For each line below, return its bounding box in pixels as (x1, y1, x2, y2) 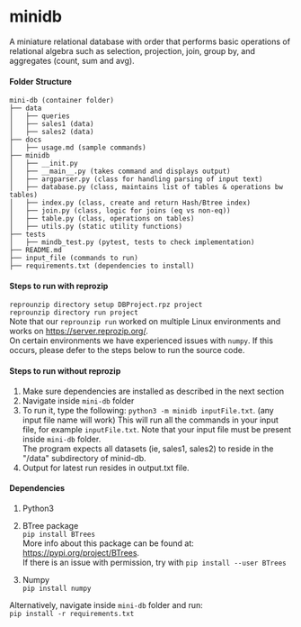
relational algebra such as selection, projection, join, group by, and (9, 45, 256, 56)
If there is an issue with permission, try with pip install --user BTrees (22, 557, 288, 568)
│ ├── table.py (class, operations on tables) (9, 214, 195, 223)
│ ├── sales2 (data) (9, 128, 94, 137)
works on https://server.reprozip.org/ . (9, 326, 148, 337)
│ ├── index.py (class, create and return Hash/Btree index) (9, 198, 252, 208)
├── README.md (9, 246, 63, 255)
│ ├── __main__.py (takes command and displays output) (9, 167, 231, 177)
